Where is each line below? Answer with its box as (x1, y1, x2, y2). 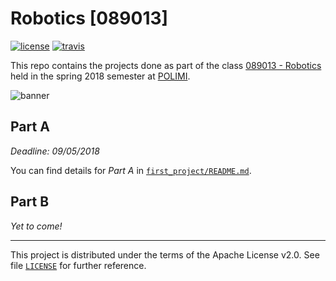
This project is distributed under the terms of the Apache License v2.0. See (10, 248, 320, 261)
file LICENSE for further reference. (10, 259, 147, 271)
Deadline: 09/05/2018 (10, 145, 100, 157)
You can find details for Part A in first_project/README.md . (10, 164, 252, 176)
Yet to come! (10, 220, 63, 232)
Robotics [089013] (10, 7, 169, 30)
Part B (10, 193, 50, 211)
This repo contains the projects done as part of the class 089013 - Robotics (10, 59, 322, 71)
